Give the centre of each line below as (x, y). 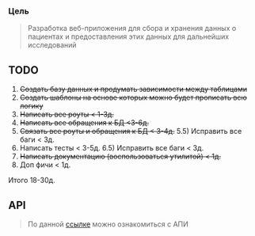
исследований (52, 45)
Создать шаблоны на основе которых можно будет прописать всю (133, 97)
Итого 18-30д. (32, 181)
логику (31, 106)
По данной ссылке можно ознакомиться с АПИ (108, 224)
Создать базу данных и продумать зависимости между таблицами (133, 89)
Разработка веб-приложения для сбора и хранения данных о (132, 29)
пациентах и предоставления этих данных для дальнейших (128, 36)
